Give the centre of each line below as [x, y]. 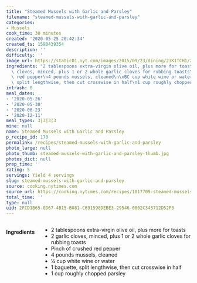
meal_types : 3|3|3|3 [31, 121]
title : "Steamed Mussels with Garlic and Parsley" [69, 11]
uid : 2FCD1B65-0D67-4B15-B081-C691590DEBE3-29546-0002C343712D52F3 [90, 208]
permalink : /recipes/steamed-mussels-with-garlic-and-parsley [84, 142]
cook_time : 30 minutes [34, 33]
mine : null [19, 126]
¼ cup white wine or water [83, 261]
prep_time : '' [23, 164]
